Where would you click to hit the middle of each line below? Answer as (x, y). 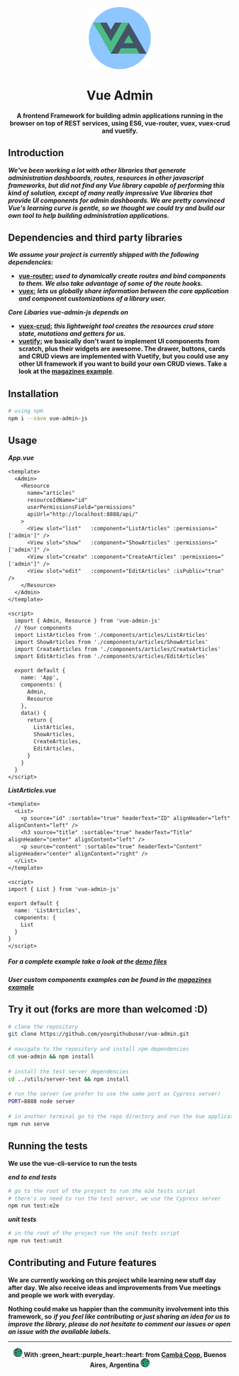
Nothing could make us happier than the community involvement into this (119, 1309)
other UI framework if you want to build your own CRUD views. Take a (123, 364)
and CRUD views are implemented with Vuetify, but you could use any (123, 356)
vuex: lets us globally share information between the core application (123, 291)
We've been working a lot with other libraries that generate (97, 170)
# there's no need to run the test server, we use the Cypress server (115, 1198)
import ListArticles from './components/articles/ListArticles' (111, 635)
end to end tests (33, 1177)
